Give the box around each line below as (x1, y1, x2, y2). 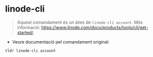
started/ (17, 29, 33, 35)
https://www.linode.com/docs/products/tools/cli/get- (41, 24, 149, 30)
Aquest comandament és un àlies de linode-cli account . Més (17, 19, 143, 25)
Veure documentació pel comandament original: (12, 39, 109, 44)
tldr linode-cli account (5, 48, 56, 53)
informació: (17, 24, 41, 30)
